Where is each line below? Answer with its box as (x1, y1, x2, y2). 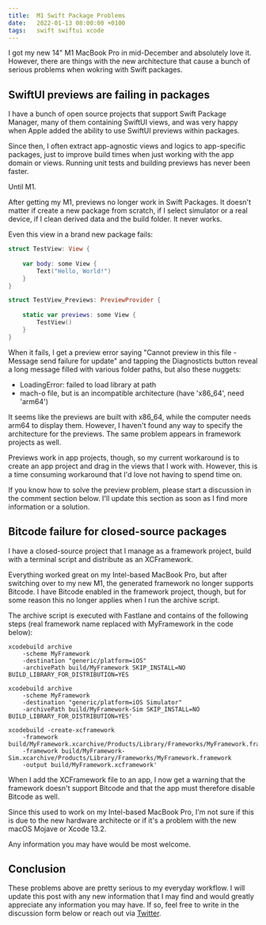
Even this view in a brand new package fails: (8, 229, 153, 239)
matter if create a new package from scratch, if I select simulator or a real (8, 206, 248, 215)
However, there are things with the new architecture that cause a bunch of (8, 56, 251, 66)
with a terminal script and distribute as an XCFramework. (8, 554, 194, 564)
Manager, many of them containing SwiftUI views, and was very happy (8, 118, 238, 127)
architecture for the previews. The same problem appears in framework (8, 429, 241, 438)
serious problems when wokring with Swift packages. (8, 65, 184, 75)
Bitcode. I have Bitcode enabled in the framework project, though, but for (8, 587, 247, 596)
